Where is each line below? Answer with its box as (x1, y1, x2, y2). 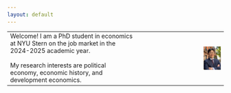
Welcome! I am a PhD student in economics (10, 32, 133, 41)
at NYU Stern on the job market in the (10, 39, 115, 48)
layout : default (7, 11, 54, 18)
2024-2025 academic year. (10, 47, 91, 55)
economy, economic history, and (10, 69, 103, 77)
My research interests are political (10, 61, 107, 70)
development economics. (10, 76, 82, 84)
